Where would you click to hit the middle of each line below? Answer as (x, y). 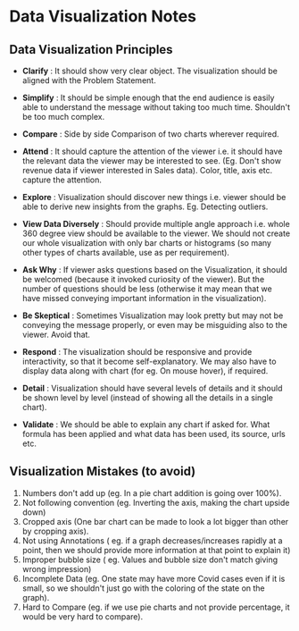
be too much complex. (63, 117)
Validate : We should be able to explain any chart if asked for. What (146, 425)
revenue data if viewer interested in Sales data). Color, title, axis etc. (147, 170)
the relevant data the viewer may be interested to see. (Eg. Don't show (151, 161)
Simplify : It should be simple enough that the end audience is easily (148, 97)
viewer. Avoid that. (56, 334)
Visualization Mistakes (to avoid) (103, 471)
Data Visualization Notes (103, 17)
